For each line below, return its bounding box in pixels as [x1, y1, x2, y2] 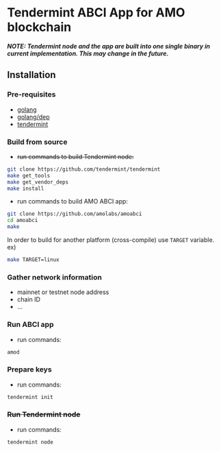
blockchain [7, 19, 72, 35]
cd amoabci [7, 217, 38, 224]
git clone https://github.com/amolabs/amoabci [7, 210, 142, 217]
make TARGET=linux [7, 256, 60, 263]
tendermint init [7, 393, 53, 400]
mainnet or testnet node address [16, 288, 109, 296]
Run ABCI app [7, 320, 54, 330]
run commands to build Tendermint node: [16, 152, 134, 160]
